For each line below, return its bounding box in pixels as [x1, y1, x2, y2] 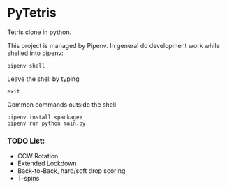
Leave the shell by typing [7, 75, 80, 83]
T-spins [17, 174, 40, 183]
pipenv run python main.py [7, 120, 86, 127]
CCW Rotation [17, 152, 59, 160]
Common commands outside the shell [7, 100, 117, 109]
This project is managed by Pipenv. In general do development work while [7, 41, 220, 50]
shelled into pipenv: [7, 49, 64, 57]
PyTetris [7, 5, 57, 21]
